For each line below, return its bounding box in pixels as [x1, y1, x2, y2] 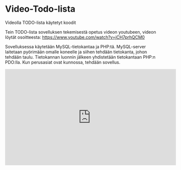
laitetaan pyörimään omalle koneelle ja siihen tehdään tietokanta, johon [5, 49, 147, 55]
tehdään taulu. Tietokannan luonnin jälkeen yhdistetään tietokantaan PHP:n [5, 54, 156, 60]
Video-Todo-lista [5, 3, 76, 15]
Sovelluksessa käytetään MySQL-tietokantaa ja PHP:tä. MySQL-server [5, 43, 146, 49]
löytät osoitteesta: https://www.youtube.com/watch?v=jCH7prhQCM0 [5, 34, 145, 40]
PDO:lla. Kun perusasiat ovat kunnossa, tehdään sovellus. [5, 59, 121, 65]
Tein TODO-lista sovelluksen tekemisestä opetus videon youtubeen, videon [5, 29, 156, 35]
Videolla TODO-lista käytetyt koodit [5, 20, 77, 25]
